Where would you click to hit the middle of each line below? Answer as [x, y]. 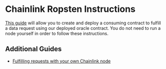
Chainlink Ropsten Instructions [70, 9]
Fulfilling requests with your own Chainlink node [61, 61]
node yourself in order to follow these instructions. [57, 33]
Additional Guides [34, 49]
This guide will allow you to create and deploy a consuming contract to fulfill [83, 23]
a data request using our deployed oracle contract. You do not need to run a [83, 28]
